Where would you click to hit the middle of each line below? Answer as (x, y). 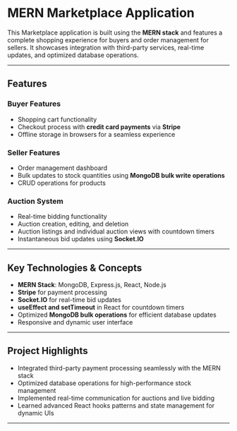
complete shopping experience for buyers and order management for (108, 40)
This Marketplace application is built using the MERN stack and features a (115, 32)
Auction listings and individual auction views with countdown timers (116, 231)
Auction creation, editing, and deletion (73, 224)
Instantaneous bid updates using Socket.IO (81, 239)
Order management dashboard (62, 168)
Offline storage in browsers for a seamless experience (96, 134)
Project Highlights (48, 351)
